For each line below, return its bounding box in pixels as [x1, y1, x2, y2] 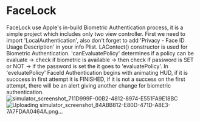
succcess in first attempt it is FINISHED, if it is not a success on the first [6, 75, 185, 83]
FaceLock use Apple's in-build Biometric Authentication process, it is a [6, 24, 184, 31]
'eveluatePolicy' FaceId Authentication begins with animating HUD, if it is [6, 69, 188, 76]
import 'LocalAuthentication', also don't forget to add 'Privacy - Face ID [6, 36, 185, 44]
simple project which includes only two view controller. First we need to [6, 30, 185, 37]
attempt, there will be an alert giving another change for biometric [6, 81, 171, 89]
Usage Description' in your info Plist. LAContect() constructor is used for [6, 43, 188, 50]
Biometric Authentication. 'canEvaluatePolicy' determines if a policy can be [6, 49, 195, 57]
